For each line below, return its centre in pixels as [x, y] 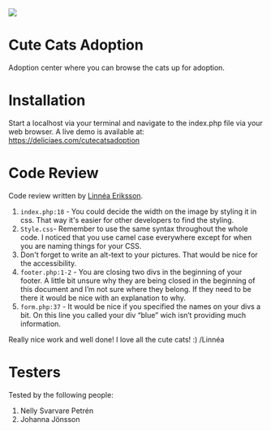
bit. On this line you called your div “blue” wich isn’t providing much [133, 315]
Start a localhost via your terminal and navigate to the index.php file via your [136, 123]
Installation [47, 100]
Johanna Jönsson [50, 419]
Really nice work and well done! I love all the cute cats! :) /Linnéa [116, 339]
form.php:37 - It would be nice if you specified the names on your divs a [140, 306]
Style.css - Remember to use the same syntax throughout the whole [134, 229]
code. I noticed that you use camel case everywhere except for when [136, 237]
